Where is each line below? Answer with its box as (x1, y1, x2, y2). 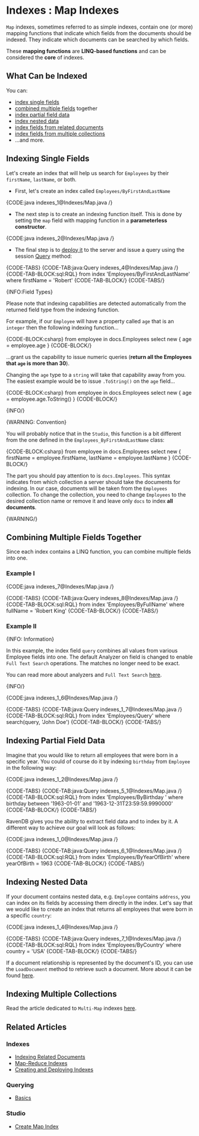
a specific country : (6, 912, 52, 919)
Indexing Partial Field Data (6, 736, 105, 746)
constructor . (14, 223, 47, 230)
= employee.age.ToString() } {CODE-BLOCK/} (6, 395, 118, 402)
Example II (6, 622, 37, 630)
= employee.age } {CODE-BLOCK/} (6, 342, 92, 349)
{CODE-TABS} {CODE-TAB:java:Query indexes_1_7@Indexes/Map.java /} (6, 706, 182, 713)
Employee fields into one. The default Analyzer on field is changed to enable (6, 653, 193, 660)
